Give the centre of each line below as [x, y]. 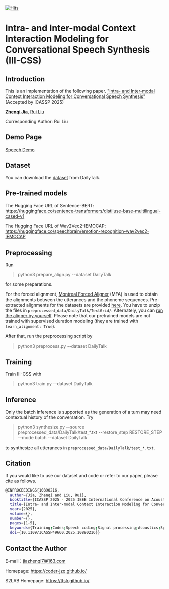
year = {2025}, [23, 509]
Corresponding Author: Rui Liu [37, 121]
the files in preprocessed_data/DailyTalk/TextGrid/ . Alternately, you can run [84, 310]
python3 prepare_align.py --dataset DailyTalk [64, 275]
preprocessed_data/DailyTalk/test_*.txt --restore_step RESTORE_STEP [90, 432]
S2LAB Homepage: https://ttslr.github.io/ [47, 581]
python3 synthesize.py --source [51, 427]
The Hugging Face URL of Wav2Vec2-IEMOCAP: [56, 226]
